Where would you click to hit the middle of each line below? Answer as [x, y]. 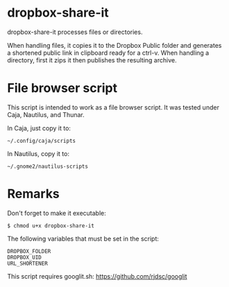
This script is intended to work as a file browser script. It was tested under [113, 107]
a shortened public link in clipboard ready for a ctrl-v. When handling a [108, 53]
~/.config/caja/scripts [42, 141]
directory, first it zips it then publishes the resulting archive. [92, 60]
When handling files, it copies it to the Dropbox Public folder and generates [114, 45]
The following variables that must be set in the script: [83, 238]
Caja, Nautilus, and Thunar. [46, 114]
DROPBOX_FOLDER [29, 251]
